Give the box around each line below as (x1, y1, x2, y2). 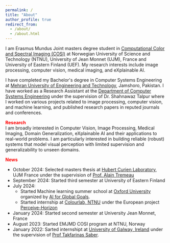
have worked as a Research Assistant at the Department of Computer (5, 88, 152, 94)
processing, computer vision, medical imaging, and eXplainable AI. (5, 67, 145, 73)
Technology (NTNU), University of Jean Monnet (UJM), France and (5, 56, 147, 62)
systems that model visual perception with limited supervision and (5, 141, 144, 147)
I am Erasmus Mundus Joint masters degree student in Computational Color (5, 46, 165, 51)
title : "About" (5, 12, 38, 17)
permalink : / (5, 7, 33, 13)
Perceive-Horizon (20, 205, 58, 210)
